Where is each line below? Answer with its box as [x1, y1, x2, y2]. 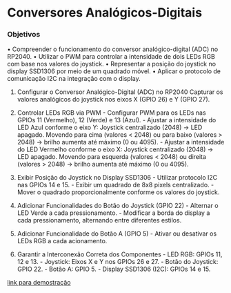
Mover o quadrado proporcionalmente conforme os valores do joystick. [17, 188, 220, 196]
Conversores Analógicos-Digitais [7, 5, 202, 21]
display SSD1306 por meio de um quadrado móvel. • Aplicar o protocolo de [7, 67, 221, 75]
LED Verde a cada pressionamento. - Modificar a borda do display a [17, 209, 210, 217]
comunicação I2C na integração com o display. [7, 75, 141, 83]
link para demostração [7, 278, 71, 287]
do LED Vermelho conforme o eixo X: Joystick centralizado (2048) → [17, 145, 214, 153]
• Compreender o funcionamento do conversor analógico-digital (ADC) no [7, 45, 219, 53]
